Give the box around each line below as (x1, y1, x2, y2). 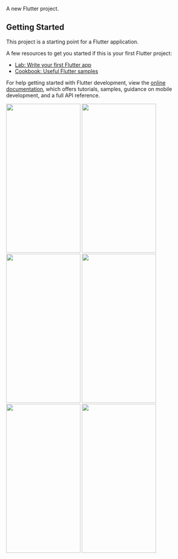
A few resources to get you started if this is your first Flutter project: (6, 49, 172, 57)
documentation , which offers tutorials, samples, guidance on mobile (6, 85, 172, 92)
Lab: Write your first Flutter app (14, 61, 92, 68)
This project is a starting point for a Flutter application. (6, 38, 139, 45)
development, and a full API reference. (6, 92, 100, 99)
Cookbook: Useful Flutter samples (14, 67, 98, 74)
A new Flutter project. (6, 5, 59, 12)
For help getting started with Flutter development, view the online (6, 79, 166, 86)
